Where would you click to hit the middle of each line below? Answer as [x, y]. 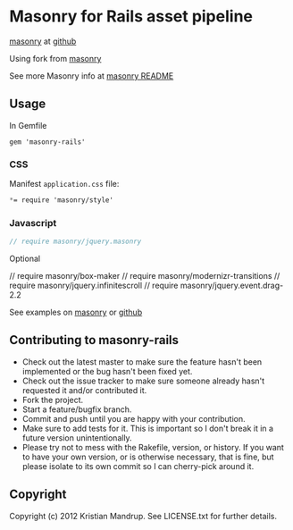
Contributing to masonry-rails [94, 340]
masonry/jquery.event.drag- [232, 286]
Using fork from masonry [55, 58]
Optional [25, 259]
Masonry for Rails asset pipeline [131, 17]
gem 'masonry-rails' [48, 142]
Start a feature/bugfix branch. [77, 409]
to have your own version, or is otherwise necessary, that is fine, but [148, 457]
